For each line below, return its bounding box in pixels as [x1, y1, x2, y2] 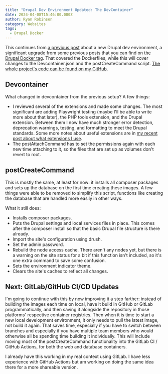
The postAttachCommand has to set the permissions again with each [12, 141, 155, 147]
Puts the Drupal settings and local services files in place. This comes [12, 220, 155, 226]
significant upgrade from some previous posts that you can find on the [5, 50, 151, 56]
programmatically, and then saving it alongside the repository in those [5, 307, 149, 313]
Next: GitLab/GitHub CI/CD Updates [5, 283, 119, 291]
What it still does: [5, 205, 41, 211]
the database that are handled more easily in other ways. [5, 195, 123, 201]
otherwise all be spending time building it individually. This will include [5, 333, 150, 339]
